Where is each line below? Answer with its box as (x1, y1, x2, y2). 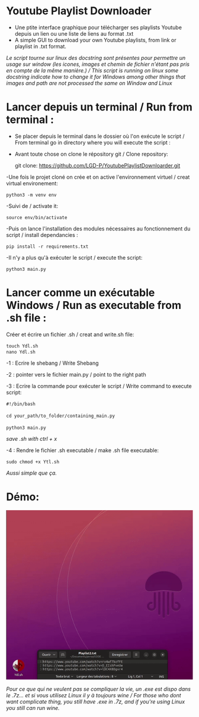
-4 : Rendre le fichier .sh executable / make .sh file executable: (6, 447, 159, 454)
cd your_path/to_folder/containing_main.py (6, 413, 115, 419)
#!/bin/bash (6, 401, 36, 407)
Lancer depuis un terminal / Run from (6, 100, 192, 114)
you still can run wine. (6, 704, 60, 711)
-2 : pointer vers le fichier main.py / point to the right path (6, 371, 146, 378)
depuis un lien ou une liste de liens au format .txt (14, 30, 134, 37)
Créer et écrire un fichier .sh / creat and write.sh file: (6, 331, 134, 338)
